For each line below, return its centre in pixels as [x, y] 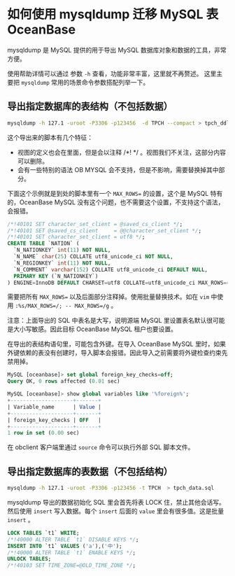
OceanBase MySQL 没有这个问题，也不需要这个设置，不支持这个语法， [122, 202]
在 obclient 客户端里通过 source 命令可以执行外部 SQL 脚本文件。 [101, 447]
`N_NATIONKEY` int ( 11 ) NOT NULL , [62, 250]
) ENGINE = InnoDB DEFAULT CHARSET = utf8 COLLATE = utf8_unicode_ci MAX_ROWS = [117, 283]
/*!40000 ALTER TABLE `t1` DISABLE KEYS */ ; [73, 540]
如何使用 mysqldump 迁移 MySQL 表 [113, 14]
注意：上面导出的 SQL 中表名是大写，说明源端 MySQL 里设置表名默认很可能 [116, 321]
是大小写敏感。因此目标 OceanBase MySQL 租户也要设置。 [92, 329]
